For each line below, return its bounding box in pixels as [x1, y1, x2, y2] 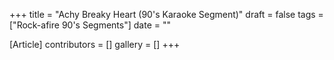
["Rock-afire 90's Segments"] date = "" [9, 19, 171, 31]
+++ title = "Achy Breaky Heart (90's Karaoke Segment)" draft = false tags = [9, 9, 324, 20]
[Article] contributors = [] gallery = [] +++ [9, 39, 181, 50]
